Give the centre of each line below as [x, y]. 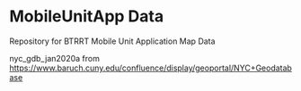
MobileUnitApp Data [87, 17]
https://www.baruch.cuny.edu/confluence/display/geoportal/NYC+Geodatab [150, 68]
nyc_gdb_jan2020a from [55, 58]
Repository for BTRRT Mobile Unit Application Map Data [112, 41]
